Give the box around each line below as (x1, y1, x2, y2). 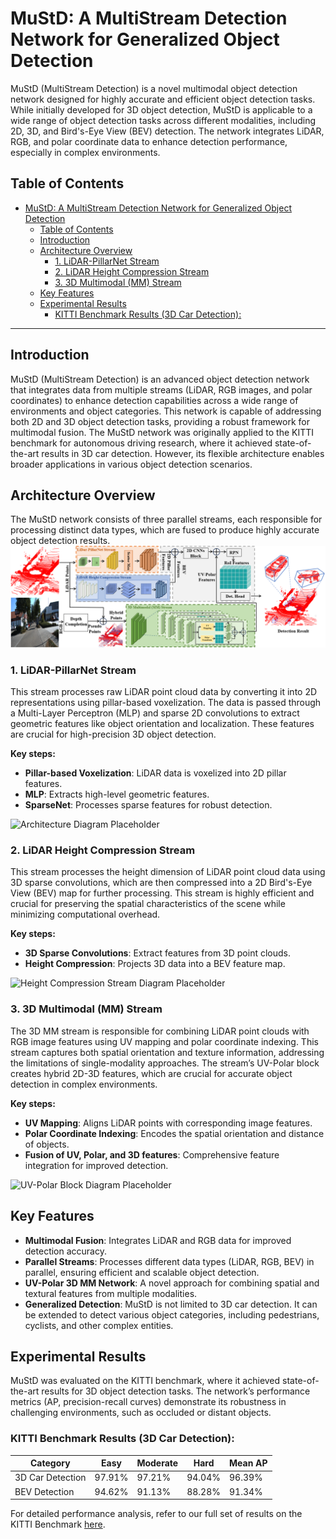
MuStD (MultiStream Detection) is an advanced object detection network (10, 373, 310, 385)
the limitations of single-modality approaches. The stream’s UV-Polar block (10, 1057, 320, 1069)
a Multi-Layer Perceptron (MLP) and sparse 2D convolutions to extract (10, 707, 300, 719)
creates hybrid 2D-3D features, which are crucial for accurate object (10, 1067, 293, 1079)
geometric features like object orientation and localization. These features (10, 718, 315, 730)
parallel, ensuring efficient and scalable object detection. (24, 1266, 260, 1278)
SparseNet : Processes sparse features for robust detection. (24, 799, 273, 811)
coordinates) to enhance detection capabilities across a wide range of (10, 394, 299, 406)
